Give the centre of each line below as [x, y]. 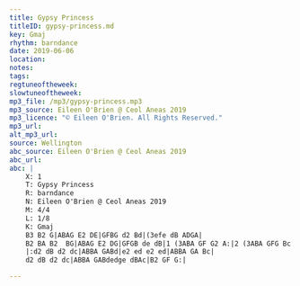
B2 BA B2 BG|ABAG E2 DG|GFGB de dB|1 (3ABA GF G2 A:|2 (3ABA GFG [152, 244]
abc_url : [26, 160]
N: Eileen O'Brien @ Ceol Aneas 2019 [96, 202]
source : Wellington [46, 143]
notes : [22, 68]
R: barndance [50, 193]
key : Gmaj [28, 34]
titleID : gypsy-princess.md [62, 26]
